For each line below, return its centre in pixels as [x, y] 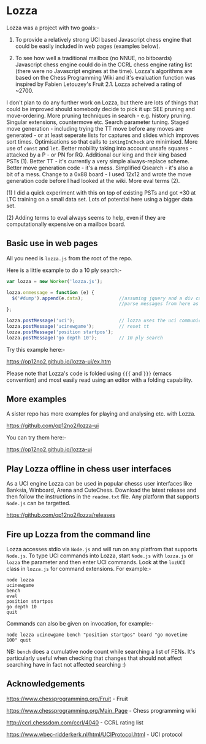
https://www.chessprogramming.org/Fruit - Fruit [67, 699]
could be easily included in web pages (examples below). [88, 46]
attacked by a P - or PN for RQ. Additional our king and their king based [97, 155]
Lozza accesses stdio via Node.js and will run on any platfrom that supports [102, 549]
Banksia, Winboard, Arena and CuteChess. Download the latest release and [101, 490]
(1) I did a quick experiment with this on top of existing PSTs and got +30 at [101, 192]
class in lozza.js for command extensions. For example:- [79, 569]
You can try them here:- [36, 438]
